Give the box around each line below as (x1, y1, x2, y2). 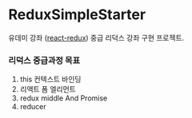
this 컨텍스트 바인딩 (19, 74, 82, 85)
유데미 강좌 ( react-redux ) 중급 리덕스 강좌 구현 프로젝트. (8, 33, 185, 42)
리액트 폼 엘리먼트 (19, 85, 76, 94)
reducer (19, 102, 46, 112)
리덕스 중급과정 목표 (8, 54, 81, 65)
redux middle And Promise (19, 93, 108, 103)
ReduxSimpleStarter (8, 6, 146, 24)
